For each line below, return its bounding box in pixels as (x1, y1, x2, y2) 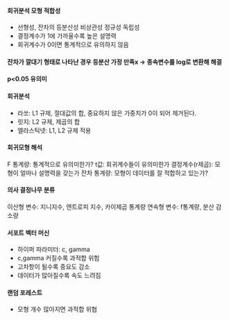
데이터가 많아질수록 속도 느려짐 (17, 271, 101, 280)
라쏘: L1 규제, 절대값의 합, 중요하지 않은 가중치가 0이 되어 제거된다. (17, 108, 196, 117)
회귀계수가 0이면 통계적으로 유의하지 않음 (17, 40, 130, 49)
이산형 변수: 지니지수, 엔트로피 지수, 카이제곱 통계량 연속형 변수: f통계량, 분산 (7, 203, 214, 211)
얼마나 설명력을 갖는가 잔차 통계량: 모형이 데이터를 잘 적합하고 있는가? (19, 169, 208, 177)
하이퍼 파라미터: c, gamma (17, 245, 90, 253)
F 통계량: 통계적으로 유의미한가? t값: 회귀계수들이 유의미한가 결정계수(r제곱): (7, 160, 214, 168)
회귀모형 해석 (7, 143, 43, 152)
